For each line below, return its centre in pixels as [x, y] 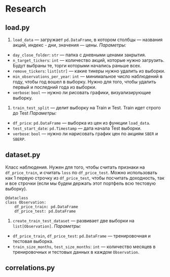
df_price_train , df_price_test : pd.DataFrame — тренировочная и [82, 235]
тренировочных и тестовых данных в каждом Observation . [76, 252]
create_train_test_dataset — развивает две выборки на [73, 220]
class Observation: [26, 202]
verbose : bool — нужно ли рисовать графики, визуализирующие [82, 92]
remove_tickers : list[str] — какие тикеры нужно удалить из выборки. [89, 71]
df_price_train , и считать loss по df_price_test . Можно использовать [81, 172]
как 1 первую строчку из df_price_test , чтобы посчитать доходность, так [85, 178]
